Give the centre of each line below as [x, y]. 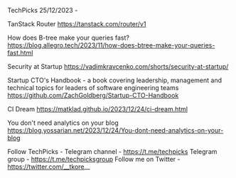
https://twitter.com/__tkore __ [49, 167]
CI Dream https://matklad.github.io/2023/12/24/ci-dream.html [98, 109]
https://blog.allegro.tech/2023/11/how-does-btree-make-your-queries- [111, 45]
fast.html [20, 53]
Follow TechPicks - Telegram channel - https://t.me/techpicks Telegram [112, 151]
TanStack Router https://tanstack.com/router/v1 [77, 24]
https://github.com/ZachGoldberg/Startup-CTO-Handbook [93, 95]
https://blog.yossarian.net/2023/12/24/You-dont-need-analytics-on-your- [116, 130]
